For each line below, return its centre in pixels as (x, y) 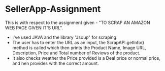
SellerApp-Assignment (53, 9)
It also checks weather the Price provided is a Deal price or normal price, (86, 58)
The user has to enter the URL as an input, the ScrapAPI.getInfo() (78, 42)
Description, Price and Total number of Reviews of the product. (76, 53)
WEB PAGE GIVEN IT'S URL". (34, 27)
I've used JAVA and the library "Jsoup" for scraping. (65, 37)
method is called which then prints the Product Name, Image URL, (79, 47)
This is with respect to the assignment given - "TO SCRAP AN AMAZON (78, 23)
